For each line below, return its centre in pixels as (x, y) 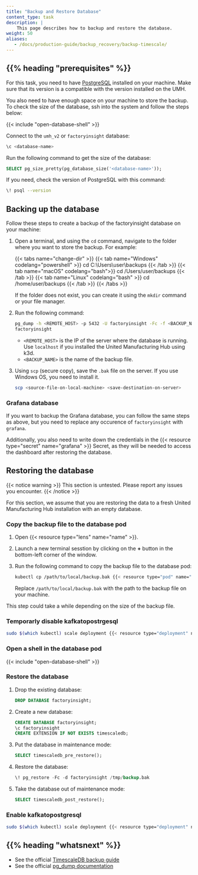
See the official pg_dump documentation (64, 866)
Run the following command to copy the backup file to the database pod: (103, 566)
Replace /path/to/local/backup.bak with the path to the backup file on (100, 588)
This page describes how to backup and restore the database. (95, 28)
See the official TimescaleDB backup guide (67, 860)
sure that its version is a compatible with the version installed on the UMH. (96, 89)
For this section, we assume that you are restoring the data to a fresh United (98, 503)
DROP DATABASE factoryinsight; (53, 700)
